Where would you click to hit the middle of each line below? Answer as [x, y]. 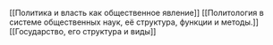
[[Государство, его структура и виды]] [83, 31]
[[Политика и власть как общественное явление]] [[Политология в [136, 13]
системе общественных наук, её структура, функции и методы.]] [134, 22]
